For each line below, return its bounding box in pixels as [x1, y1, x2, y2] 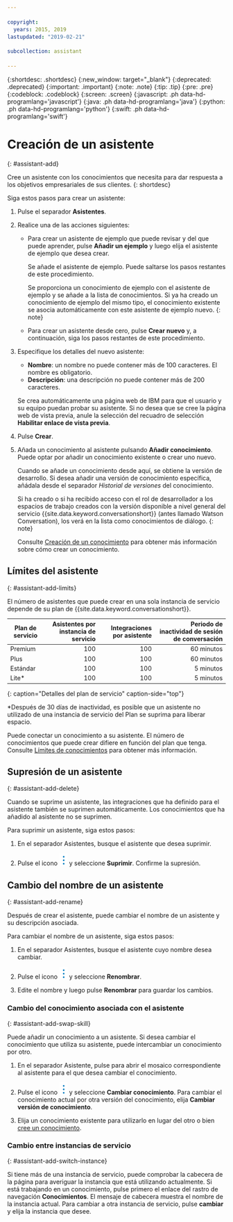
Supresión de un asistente [7, 766, 123, 778]
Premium [10, 645, 36, 653]
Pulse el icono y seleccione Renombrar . [17, 972, 142, 981]
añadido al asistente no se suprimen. [7, 812, 112, 821]
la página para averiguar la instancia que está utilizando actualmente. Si [7, 1177, 213, 1186]
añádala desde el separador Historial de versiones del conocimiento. [17, 481, 214, 490]
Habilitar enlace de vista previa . [17, 418, 111, 427]
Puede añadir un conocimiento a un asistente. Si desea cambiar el [7, 1033, 196, 1041]
